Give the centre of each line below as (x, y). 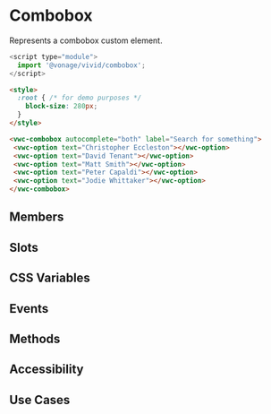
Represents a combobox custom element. (86, 40)
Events (29, 309)
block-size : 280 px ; (62, 107)
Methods (35, 339)
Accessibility (47, 370)
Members (37, 217)
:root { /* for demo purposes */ (80, 98)
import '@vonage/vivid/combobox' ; (81, 65)
